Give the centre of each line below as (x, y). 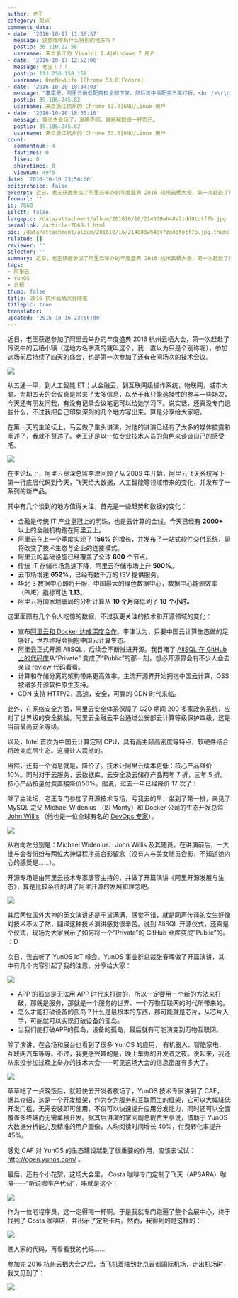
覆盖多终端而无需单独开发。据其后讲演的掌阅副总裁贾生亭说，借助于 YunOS (118, 1117)
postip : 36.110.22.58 (46, 47)
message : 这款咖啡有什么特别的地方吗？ (65, 41)
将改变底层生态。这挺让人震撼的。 (57, 750)
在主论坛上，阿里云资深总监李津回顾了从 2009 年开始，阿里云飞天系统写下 (116, 473)
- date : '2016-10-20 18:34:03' (53, 87)
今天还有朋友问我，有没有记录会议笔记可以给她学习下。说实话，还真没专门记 (119, 403)
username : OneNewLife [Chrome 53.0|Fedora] (79, 80)
